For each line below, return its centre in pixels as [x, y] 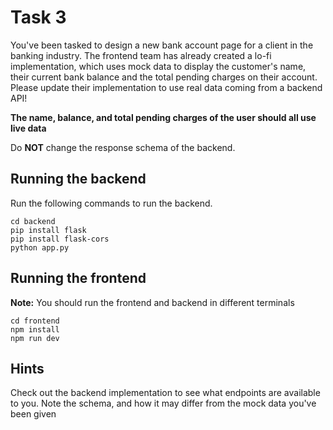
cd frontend [35, 321]
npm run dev [35, 338]
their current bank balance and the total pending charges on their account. [164, 77]
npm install [35, 329]
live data [28, 128]
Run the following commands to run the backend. [111, 203]
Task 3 [38, 17]
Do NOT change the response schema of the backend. [123, 147]
